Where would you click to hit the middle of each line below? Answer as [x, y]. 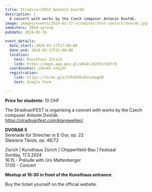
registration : [24, 73]
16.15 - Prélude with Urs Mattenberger [43, 160]
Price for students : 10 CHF [32, 100]
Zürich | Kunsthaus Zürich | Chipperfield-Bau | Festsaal [61, 149]
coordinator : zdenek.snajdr [38, 68]
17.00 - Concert [21, 165]
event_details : [21, 41]
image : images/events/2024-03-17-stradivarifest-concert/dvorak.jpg [76, 23]
